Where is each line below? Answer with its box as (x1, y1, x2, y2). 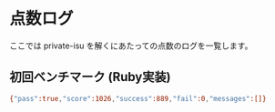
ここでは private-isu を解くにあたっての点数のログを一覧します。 (9, 40, 253, 51)
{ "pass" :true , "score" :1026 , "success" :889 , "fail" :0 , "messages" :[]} (9, 94, 267, 103)
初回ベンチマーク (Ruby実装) (9, 69, 171, 85)
